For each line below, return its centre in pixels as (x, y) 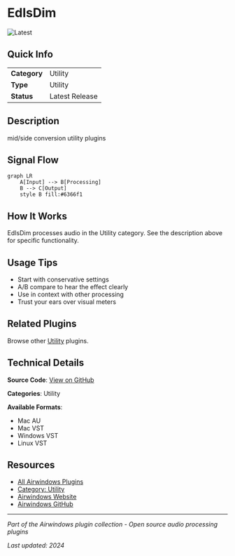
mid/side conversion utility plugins (57, 138)
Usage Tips (33, 262)
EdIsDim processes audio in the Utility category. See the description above (115, 233)
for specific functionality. (43, 241)
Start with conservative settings (63, 279)
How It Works (37, 216)
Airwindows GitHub (45, 504)
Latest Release (73, 96)
